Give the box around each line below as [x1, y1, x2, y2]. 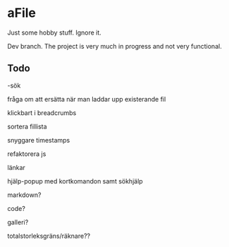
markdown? [7, 191, 42, 199]
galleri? [7, 217, 29, 227]
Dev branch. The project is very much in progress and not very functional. [7, 42, 222, 50]
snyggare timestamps [7, 135, 70, 144]
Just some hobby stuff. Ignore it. [7, 28, 102, 37]
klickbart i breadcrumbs [7, 108, 77, 117]
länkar [7, 163, 26, 171]
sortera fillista [7, 122, 47, 131]
